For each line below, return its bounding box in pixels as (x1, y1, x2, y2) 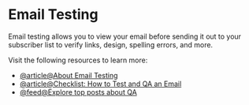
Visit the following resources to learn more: (8, 55, 148, 65)
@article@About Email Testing (19, 70, 118, 80)
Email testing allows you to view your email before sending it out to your (8, 32, 242, 41)
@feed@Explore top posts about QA (19, 87, 138, 96)
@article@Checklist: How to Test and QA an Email (19, 79, 182, 88)
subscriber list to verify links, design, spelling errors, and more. (8, 39, 214, 49)
